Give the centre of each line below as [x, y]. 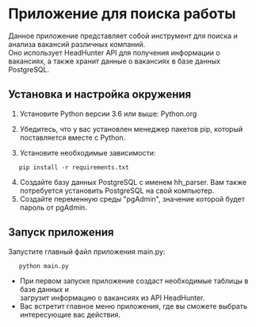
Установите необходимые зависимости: [88, 152]
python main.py [44, 266]
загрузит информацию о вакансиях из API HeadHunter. [112, 298]
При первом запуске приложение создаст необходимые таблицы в [134, 281]
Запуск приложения [61, 232]
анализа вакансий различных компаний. [77, 44]
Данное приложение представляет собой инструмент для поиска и [123, 36]
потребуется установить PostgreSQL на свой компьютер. [117, 190]
